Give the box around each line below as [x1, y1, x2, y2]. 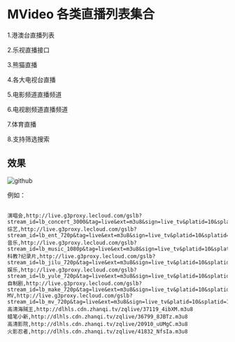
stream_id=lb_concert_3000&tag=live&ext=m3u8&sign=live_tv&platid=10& [7, 218, 218, 225]
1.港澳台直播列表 [7, 31, 55, 39]
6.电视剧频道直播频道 [7, 105, 69, 113]
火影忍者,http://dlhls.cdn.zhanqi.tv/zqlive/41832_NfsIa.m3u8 [7, 328, 188, 335]
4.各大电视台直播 [7, 75, 56, 84]
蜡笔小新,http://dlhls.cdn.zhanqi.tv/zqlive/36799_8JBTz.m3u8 [7, 313, 188, 320]
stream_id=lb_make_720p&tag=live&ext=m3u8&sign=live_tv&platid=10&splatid [7, 286, 230, 293]
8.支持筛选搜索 [7, 134, 50, 143]
